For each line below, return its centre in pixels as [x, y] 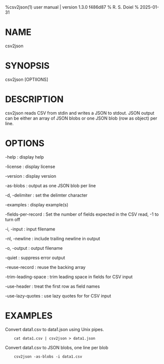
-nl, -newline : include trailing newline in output [53, 238]
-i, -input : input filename [30, 229]
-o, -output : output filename [34, 248]
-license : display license [30, 166]
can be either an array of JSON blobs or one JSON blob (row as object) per [81, 118]
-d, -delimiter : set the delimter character [46, 195]
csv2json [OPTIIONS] [27, 79]
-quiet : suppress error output [35, 258]
